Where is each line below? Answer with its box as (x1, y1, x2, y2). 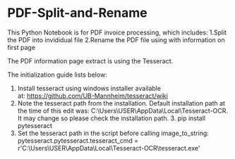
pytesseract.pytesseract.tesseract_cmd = (17, 136, 139, 145)
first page (7, 43, 36, 51)
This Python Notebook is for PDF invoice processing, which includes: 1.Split (7, 28, 227, 37)
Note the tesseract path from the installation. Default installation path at (17, 98, 226, 107)
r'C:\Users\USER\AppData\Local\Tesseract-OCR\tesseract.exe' (17, 144, 200, 152)
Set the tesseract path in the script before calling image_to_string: (17, 129, 210, 137)
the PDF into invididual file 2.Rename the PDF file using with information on (7, 35, 225, 44)
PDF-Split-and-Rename (7, 5, 148, 21)
